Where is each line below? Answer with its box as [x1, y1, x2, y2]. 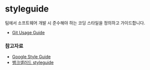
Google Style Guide [12, 54, 51, 60]
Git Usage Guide [12, 29, 45, 35]
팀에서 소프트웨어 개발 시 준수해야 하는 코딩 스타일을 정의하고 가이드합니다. [5, 20, 146, 26]
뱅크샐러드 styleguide [12, 59, 54, 66]
